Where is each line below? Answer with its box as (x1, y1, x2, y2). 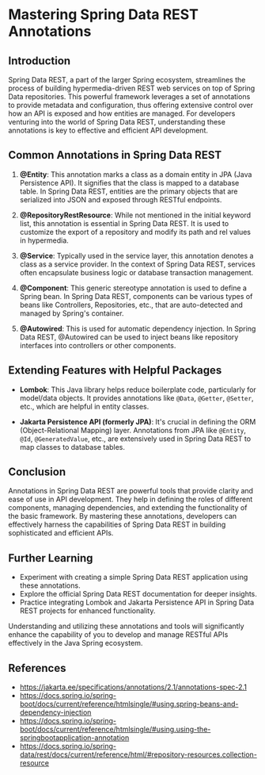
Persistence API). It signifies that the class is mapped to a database (19, 178, 240, 187)
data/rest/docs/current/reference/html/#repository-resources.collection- (19, 750, 257, 759)
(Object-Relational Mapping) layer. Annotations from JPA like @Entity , (19, 425, 247, 435)
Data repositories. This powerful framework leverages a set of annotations (8, 92, 251, 101)
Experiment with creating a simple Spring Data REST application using (19, 573, 248, 582)
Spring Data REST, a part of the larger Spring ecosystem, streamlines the (8, 75, 246, 84)
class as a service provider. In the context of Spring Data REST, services (19, 259, 256, 269)
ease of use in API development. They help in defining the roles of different (8, 494, 253, 505)
